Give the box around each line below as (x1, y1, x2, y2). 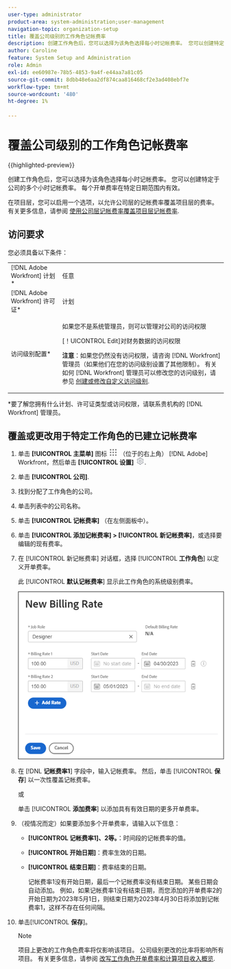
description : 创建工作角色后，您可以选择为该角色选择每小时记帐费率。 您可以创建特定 (8, 40, 225, 47)
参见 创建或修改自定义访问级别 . (62, 377, 150, 385)
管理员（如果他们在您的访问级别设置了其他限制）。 (62, 360, 204, 368)
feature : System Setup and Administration (8, 55, 131, 62)
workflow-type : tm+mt (8, 83, 70, 91)
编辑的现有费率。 (17, 539, 66, 548)
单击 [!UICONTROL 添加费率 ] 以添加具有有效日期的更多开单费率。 (17, 804, 203, 813)
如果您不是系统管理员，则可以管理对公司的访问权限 (62, 323, 206, 330)
